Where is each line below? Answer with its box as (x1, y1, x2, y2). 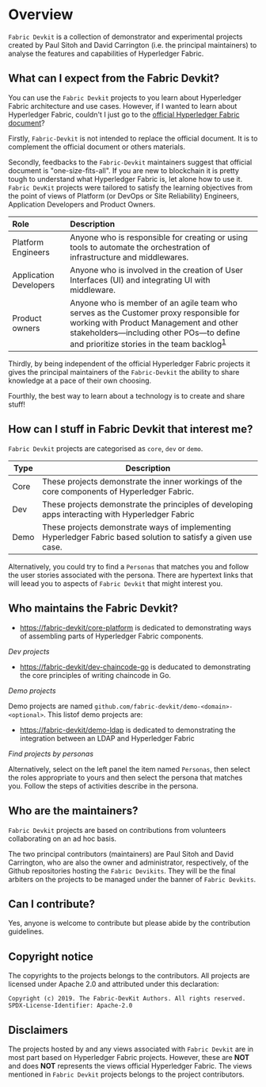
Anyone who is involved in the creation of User (70, 264, 244, 276)
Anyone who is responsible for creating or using (70, 232, 248, 243)
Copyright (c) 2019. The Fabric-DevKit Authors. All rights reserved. (8, 995, 246, 1003)
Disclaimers (8, 1023, 69, 1037)
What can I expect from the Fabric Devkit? (8, 71, 220, 85)
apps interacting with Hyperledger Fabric (42, 508, 196, 519)
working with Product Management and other (70, 317, 239, 328)
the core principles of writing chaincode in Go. (19, 670, 172, 680)
